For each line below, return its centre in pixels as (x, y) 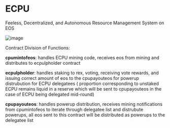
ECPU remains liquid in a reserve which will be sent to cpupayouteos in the (83, 89)
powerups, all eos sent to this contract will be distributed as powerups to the (85, 115)
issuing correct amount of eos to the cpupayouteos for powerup (72, 78)
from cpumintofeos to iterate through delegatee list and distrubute (74, 109)
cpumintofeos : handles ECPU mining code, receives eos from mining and (82, 57)
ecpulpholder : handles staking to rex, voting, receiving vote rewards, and (82, 73)
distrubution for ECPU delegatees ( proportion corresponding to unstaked (82, 83)
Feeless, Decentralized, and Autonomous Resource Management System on (85, 23)
